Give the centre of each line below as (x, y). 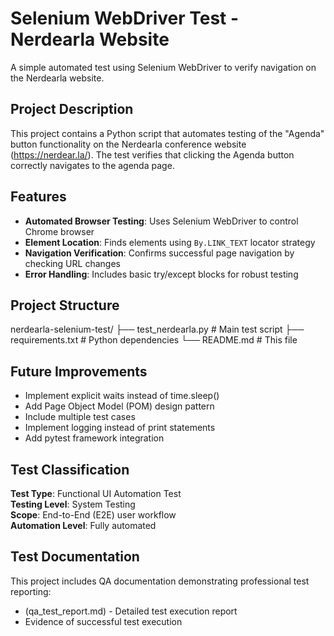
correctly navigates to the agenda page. (92, 165)
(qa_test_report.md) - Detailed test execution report (131, 611)
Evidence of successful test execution (103, 621)
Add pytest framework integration (94, 438)
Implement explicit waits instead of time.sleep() (122, 396)
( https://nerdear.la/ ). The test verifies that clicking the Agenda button (152, 154)
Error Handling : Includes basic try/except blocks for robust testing (161, 274)
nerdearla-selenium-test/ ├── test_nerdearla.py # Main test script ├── (157, 329)
